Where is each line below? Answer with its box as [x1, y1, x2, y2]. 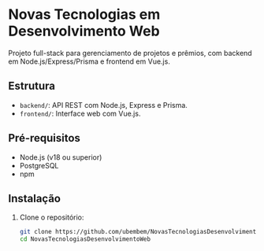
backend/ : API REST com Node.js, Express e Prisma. [19, 100, 188, 109]
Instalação [8, 191, 61, 205]
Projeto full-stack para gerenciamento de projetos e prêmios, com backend [8, 48, 252, 57]
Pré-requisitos [8, 131, 81, 145]
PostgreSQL [19, 161, 59, 170]
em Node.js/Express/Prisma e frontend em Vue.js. [8, 57, 171, 66]
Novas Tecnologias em [8, 6, 161, 24]
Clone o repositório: [19, 212, 84, 222]
